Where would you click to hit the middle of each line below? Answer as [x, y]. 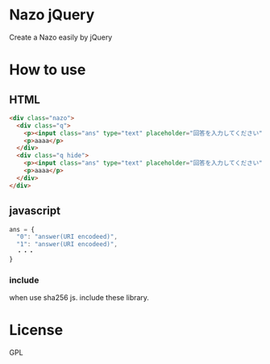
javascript [35, 211]
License [36, 331]
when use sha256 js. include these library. [79, 298]
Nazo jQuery [52, 15]
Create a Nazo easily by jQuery [61, 37]
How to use [48, 70]
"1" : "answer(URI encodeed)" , [67, 245]
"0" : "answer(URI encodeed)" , [67, 237]
